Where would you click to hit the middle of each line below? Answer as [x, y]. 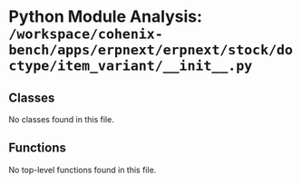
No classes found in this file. [61, 119]
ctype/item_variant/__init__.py [131, 66]
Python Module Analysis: [106, 17]
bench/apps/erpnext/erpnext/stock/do [151, 50]
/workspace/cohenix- [86, 34]
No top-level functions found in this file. [83, 169]
